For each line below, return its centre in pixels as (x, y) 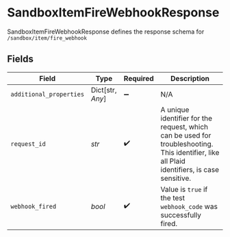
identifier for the (186, 118)
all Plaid (173, 161)
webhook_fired (34, 206)
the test (172, 198)
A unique (175, 110)
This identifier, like (190, 152)
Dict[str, (104, 90)
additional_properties (47, 94)
